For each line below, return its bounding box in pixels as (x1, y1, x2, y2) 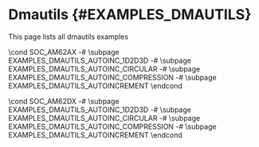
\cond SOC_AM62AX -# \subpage (8, 47, 120, 56)
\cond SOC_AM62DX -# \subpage (8, 96, 120, 106)
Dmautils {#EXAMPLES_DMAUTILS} (8, 6, 252, 24)
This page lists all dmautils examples (8, 32, 129, 41)
